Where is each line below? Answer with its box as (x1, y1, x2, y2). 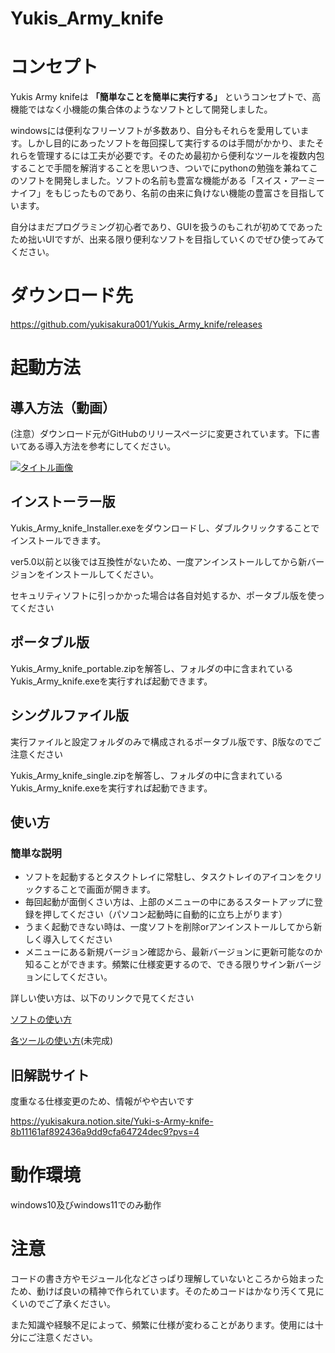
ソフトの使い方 (10, 1013, 72, 1026)
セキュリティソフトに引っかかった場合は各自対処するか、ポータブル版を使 (10, 589, 317, 601)
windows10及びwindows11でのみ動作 (10, 1198, 162, 1211)
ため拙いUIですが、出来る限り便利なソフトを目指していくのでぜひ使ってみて (10, 233, 325, 246)
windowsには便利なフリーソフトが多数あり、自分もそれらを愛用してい (10, 125, 301, 137)
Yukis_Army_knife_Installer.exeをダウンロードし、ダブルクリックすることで (10, 522, 320, 534)
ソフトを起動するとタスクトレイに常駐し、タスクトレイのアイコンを (24, 871, 306, 883)
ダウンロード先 (10, 285, 134, 307)
